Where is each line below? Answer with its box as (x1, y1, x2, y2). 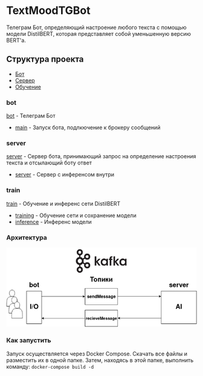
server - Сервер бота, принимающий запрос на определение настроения (6, 153, 196, 160)
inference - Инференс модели (14, 218, 92, 225)
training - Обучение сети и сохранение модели (14, 212, 137, 219)
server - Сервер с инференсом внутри (14, 171, 115, 178)
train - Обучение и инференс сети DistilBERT (6, 200, 121, 207)
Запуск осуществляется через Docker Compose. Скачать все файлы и (6, 350, 187, 357)
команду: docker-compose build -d (6, 363, 94, 370)
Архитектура (6, 233, 47, 241)
